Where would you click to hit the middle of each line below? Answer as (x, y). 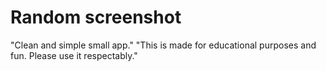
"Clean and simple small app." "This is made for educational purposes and (163, 45)
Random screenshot (96, 17)
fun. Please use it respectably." (74, 55)
